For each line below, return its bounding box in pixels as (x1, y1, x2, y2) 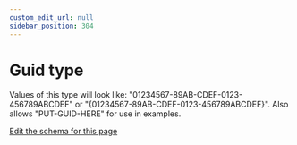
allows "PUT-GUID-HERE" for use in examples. (9, 108, 182, 119)
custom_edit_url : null (9, 13, 94, 22)
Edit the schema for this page (9, 126, 118, 137)
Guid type (9, 60, 84, 81)
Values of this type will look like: (9, 90, 128, 100)
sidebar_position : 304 (9, 21, 94, 30)
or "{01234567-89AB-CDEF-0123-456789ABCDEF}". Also (74, 99, 289, 110)
